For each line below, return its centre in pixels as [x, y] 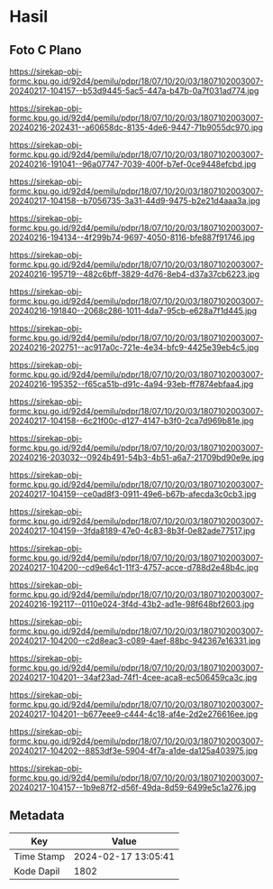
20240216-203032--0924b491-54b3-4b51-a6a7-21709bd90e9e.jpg [136, 457]
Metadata [37, 815]
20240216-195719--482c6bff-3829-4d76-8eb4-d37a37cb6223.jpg [134, 274]
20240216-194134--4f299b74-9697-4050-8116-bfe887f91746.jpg [132, 237]
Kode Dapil [37, 871]
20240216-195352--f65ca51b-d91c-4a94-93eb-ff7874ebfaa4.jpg [132, 384]
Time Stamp [40, 857]
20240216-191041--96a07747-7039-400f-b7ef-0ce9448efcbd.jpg [133, 164]
